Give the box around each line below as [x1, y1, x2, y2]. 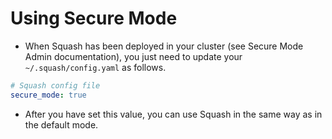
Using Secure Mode [10, 7, 178, 30]
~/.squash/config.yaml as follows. [24, 61, 167, 73]
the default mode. [24, 118, 99, 131]
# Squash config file [10, 80, 101, 91]
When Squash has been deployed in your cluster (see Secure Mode [24, 40, 304, 52]
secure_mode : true [10, 90, 87, 100]
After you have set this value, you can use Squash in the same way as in [24, 108, 323, 120]
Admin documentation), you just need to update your [24, 50, 243, 62]
